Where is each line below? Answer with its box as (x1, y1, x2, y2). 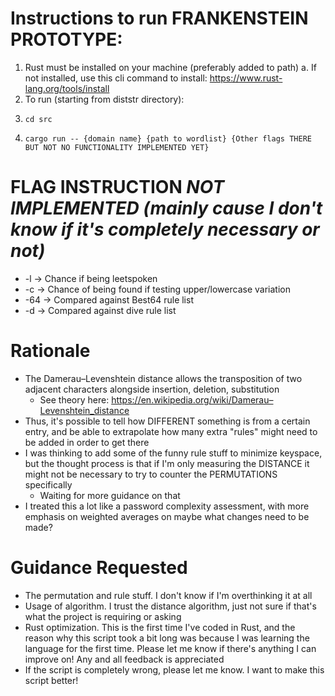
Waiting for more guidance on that (39, 489, 181, 501)
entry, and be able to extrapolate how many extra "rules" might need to (24, 425, 318, 437)
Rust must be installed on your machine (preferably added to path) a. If (24, 61, 317, 73)
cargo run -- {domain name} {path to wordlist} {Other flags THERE (24, 133, 312, 144)
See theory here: (39, 393, 110, 406)
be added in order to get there (24, 436, 150, 448)
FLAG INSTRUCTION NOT (10, 176, 225, 199)
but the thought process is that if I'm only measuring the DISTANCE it (24, 457, 310, 469)
